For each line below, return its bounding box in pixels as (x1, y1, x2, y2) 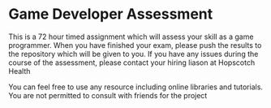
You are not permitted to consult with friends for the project (8, 90, 208, 100)
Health (8, 66, 31, 76)
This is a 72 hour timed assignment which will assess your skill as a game (8, 32, 254, 41)
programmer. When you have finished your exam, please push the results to (8, 40, 262, 50)
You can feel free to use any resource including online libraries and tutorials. (8, 82, 264, 92)
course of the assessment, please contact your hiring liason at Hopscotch (8, 58, 256, 67)
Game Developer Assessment (8, 5, 213, 24)
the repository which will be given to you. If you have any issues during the (8, 49, 259, 58)
